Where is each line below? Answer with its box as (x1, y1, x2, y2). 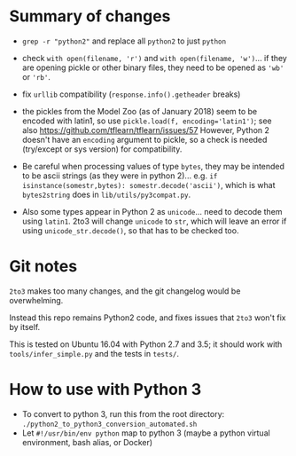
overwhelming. (9, 295, 64, 305)
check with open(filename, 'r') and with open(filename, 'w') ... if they (21, 52, 288, 63)
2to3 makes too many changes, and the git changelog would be (9, 286, 241, 296)
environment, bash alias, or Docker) (21, 436, 153, 447)
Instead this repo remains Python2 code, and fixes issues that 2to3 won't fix (9, 312, 286, 323)
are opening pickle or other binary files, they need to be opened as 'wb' (21, 62, 284, 73)
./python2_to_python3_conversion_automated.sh (21, 420, 198, 428)
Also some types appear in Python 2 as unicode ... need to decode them (21, 206, 283, 216)
